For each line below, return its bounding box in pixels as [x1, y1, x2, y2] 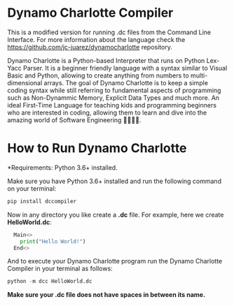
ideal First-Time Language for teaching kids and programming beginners [7, 101, 217, 109]
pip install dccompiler [7, 198, 77, 205]
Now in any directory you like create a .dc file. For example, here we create [7, 210, 224, 219]
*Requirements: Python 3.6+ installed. [7, 163, 118, 172]
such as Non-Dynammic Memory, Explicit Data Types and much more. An [7, 93, 219, 102]
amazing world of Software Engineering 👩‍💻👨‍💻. [7, 115, 142, 124]
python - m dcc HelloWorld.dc [7, 278, 92, 285]
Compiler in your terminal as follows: [7, 264, 113, 273]
